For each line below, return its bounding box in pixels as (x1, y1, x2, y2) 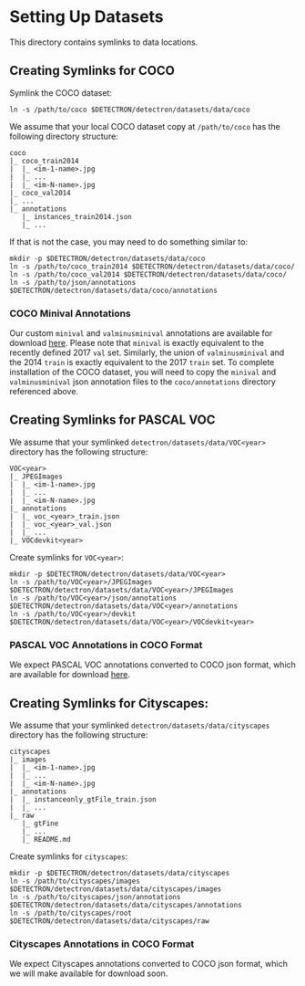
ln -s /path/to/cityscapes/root (9, 908, 132, 918)
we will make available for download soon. (9, 968, 168, 979)
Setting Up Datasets (9, 6, 164, 27)
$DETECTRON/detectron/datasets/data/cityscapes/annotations (9, 900, 243, 909)
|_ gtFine (21, 819, 59, 828)
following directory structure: (9, 131, 118, 142)
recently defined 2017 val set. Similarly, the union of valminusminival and (9, 347, 285, 358)
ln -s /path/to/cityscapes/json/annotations (9, 892, 181, 901)
